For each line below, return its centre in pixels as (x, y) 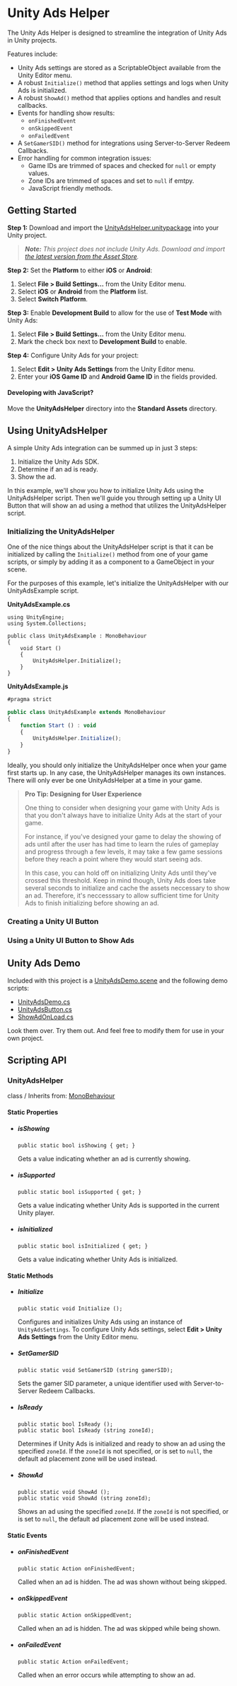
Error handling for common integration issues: (85, 158)
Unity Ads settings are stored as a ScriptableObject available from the (119, 67)
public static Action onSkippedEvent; (75, 1615)
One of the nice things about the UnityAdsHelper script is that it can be (110, 547)
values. (39, 173)
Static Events (27, 1535)
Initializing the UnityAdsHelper (61, 531)
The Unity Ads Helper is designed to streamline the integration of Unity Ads (117, 33)
